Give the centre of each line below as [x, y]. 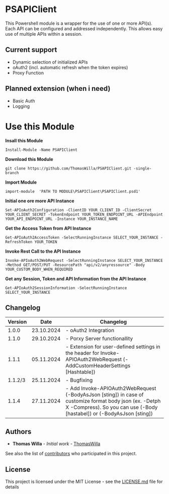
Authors [18, 432]
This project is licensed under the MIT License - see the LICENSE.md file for [84, 481]
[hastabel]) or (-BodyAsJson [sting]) [109, 414]
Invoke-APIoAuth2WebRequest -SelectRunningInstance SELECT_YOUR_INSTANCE [84, 260]
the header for [82, 353]
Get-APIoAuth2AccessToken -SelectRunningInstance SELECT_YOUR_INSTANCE [82, 237]
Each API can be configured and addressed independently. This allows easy [84, 28]
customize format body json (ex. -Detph [113, 401]
